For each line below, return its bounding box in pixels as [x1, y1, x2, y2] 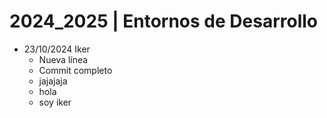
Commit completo [38, 64, 113, 76]
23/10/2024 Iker [23, 43, 91, 55]
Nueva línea [38, 53, 89, 65]
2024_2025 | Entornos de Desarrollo [9, 10, 318, 33]
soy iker [38, 96, 72, 108]
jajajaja [38, 75, 68, 87]
